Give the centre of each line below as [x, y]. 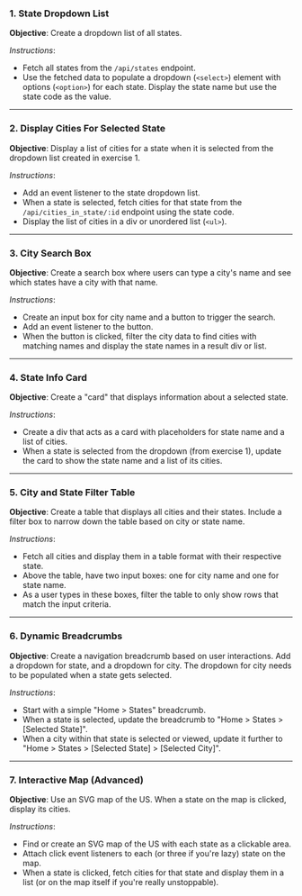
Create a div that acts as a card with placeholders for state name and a [153, 432]
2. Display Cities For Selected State [88, 129]
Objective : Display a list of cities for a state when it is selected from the [142, 148]
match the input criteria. [67, 604]
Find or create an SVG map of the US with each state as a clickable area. [157, 844]
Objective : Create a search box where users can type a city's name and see [151, 272]
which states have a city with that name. [84, 282]
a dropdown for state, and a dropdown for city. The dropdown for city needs [151, 665]
